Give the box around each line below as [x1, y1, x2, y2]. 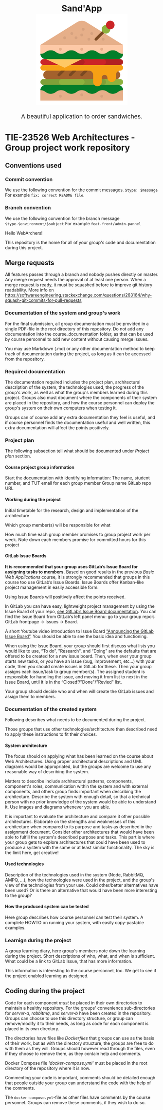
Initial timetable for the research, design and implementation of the [5, 507, 139, 513]
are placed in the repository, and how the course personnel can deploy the [5, 400, 155, 405]
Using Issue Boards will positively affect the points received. [5, 594, 126, 600]
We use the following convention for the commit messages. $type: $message [5, 187, 158, 193]
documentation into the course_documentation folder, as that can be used [5, 331, 153, 337]
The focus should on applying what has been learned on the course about [5, 753, 153, 759]
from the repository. [5, 356, 45, 362]
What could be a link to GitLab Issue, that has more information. [5, 958, 133, 964]
